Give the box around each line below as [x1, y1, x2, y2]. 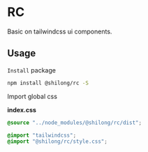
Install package [7, 66, 56, 74]
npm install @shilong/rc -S [7, 79, 89, 86]
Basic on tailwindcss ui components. [7, 27, 112, 36]
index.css [7, 105, 37, 114]
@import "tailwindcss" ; [7, 132, 77, 139]
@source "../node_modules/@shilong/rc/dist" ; [7, 119, 142, 126]
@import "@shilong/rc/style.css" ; [7, 138, 108, 145]
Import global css [7, 92, 58, 100]
